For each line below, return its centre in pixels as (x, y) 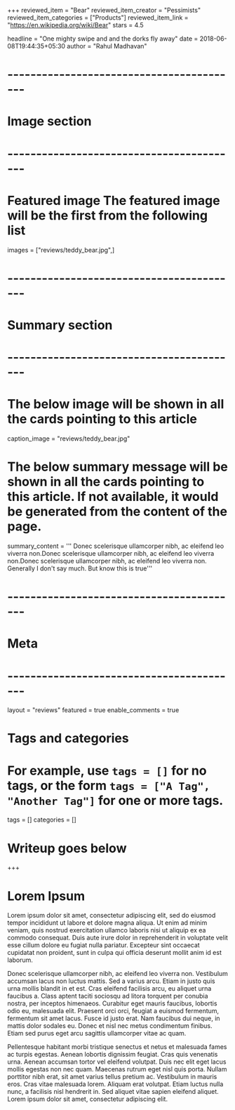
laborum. (20, 960)
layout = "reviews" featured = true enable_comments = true (93, 710)
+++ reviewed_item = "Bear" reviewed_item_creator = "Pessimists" (104, 10)
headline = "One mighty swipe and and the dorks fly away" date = (103, 39)
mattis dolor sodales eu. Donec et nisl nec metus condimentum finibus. (110, 1026)
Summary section (60, 325)
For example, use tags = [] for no (107, 770)
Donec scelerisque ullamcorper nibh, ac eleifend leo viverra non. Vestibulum (117, 974)
